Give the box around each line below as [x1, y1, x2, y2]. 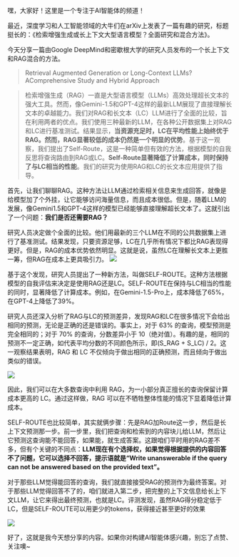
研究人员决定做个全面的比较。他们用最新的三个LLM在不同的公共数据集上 [7, 228, 220, 237]
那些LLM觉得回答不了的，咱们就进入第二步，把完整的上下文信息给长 [13, 487, 214, 495]
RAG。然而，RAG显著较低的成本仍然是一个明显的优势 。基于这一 [24, 136, 214, 144]
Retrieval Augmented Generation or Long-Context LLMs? [24, 68, 193, 77]
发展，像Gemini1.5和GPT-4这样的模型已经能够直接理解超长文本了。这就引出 [7, 204, 230, 213]
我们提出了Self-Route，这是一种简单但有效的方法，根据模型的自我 [37, 145, 232, 153]
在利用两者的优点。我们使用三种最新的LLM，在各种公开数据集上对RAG [24, 118, 232, 126]
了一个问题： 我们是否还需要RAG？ [7, 213, 108, 221]
